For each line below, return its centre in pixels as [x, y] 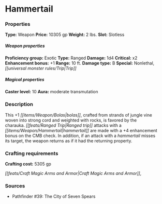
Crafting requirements [32, 153]
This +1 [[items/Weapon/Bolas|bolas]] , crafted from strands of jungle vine [79, 115]
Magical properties [25, 80]
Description [19, 104]
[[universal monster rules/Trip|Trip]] [41, 68]
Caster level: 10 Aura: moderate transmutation [52, 92]
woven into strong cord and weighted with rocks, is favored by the [71, 120]
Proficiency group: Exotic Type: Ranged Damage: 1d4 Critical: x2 [71, 58]
